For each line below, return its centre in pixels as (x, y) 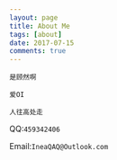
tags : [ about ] (36, 34)
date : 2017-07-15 (42, 43)
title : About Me (40, 26)
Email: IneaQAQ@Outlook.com (59, 147)
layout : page (34, 18)
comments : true (38, 51)
